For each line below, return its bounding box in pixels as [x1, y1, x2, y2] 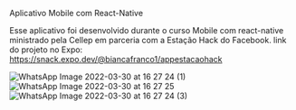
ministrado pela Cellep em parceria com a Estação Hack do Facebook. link [9, 35, 287, 45]
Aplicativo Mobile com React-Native [9, 8, 143, 18]
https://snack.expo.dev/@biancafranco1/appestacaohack [9, 54, 223, 64]
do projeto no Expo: [9, 44, 83, 55]
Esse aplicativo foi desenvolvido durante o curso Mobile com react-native [9, 25, 284, 35]
